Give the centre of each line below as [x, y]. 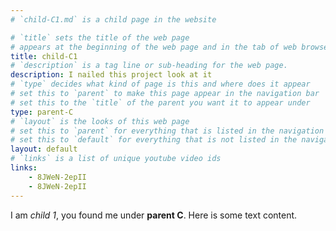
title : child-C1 [44, 56]
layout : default [44, 149]
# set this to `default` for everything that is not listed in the [154, 140]
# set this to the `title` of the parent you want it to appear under [160, 102]
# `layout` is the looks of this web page [100, 121]
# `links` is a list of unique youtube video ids [116, 159]
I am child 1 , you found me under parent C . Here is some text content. [154, 215]
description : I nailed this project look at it [111, 75]
